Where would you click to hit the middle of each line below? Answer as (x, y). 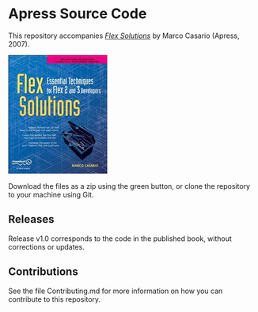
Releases (31, 219)
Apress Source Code (78, 14)
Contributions (43, 272)
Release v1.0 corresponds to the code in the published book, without (120, 239)
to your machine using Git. (51, 194)
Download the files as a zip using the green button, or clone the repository (129, 186)
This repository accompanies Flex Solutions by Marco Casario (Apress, (124, 36)
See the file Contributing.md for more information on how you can (116, 291)
